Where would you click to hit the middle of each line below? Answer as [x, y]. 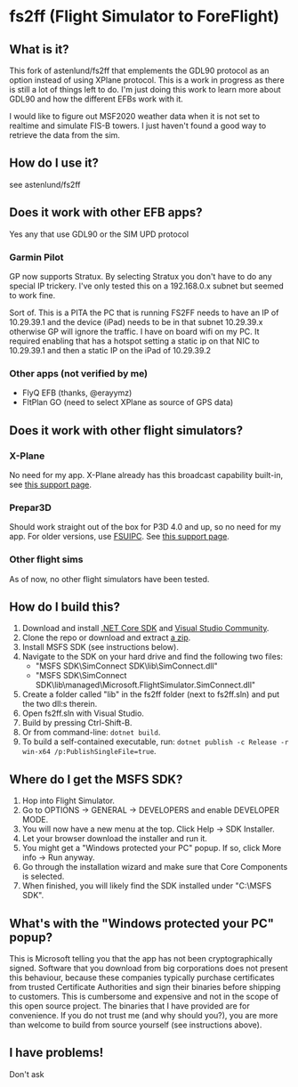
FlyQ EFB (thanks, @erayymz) [77, 393]
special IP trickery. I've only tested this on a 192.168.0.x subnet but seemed [147, 286]
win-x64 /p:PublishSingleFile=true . [89, 751]
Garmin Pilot [36, 257]
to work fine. [32, 295]
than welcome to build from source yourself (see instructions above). [136, 1025]
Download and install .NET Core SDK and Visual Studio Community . [145, 629]
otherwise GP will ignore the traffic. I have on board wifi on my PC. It [134, 331]
